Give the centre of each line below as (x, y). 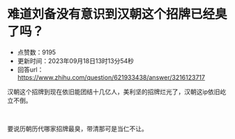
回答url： (30, 69)
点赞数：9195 (37, 52)
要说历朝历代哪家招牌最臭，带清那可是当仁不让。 (77, 129)
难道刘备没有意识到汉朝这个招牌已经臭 (117, 14)
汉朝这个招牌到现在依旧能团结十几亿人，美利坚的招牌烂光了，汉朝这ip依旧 (114, 92)
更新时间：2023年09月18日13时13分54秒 (76, 60)
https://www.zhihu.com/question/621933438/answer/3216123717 (111, 77)
